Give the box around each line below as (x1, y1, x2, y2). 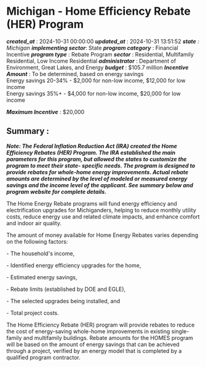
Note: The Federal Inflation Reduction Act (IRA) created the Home (6, 142, 177, 150)
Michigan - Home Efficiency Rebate (6, 4, 191, 18)
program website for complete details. (6, 188, 107, 195)
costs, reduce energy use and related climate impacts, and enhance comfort (6, 213, 200, 220)
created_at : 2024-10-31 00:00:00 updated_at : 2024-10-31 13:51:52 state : (6, 37, 200, 45)
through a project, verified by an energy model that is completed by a (6, 347, 182, 354)
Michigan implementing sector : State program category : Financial (6, 44, 178, 52)
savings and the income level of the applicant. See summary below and (6, 181, 194, 188)
